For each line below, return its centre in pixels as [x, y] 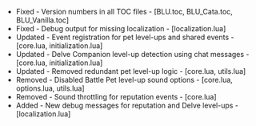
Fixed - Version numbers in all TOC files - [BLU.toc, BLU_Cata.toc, [124, 12]
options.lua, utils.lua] [50, 88]
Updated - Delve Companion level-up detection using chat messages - [132, 54]
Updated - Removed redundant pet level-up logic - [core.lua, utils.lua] [131, 71]
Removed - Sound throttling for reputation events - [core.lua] [116, 97]
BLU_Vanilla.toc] [42, 20]
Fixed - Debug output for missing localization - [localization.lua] [121, 28]
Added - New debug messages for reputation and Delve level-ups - [127, 105]
